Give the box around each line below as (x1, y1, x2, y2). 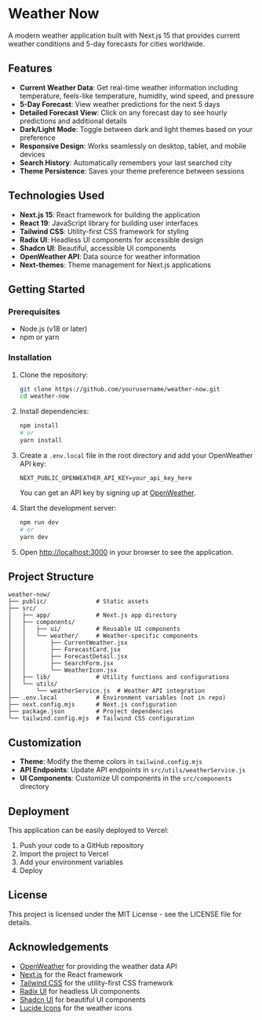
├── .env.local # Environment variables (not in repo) (8, 694, 226, 702)
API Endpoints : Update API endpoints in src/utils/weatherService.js (19, 765, 246, 775)
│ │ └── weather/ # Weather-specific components (8, 632, 198, 640)
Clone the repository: (19, 370, 89, 380)
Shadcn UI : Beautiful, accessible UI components (19, 243, 176, 252)
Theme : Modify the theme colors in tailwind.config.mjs (19, 757, 203, 766)
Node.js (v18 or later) (19, 324, 88, 334)
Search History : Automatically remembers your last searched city (19, 158, 233, 167)
